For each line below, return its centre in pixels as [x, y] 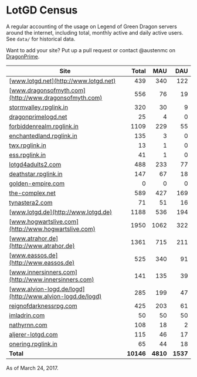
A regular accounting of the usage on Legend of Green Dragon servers [91, 26]
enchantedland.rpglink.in [43, 135]
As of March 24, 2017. [32, 368]
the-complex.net [32, 193]
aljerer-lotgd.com [33, 334]
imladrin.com [27, 315]
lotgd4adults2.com [35, 164]
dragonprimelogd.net [38, 117]
